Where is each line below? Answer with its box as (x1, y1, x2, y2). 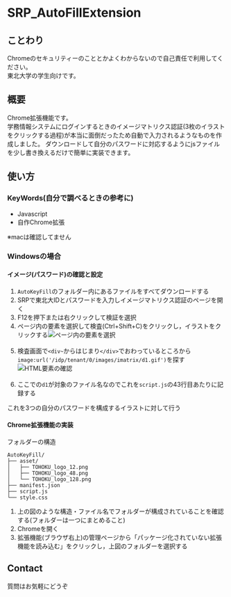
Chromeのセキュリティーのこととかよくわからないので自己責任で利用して (7, 54, 217, 62)
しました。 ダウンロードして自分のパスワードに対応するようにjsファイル (12, 139, 221, 148)
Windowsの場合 (7, 252, 61, 262)
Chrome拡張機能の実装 (7, 421, 74, 429)
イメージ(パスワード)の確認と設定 (7, 270, 103, 279)
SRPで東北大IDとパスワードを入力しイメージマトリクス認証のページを (17, 296, 217, 304)
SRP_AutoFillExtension (7, 5, 142, 21)
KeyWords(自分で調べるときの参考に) (7, 193, 134, 203)
